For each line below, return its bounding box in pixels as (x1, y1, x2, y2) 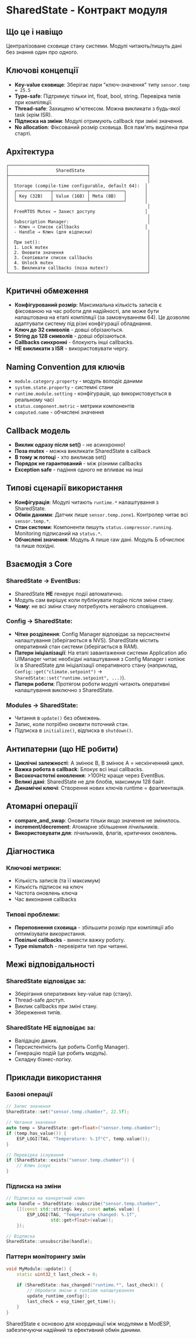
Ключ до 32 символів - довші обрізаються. (14, 326, 124, 333)
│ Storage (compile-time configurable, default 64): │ (6, 183, 148, 189)
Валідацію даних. (14, 1037, 58, 1044)
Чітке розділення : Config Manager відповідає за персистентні (14, 631, 171, 638)
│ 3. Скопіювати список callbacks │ (6, 254, 150, 261)
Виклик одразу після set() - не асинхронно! (14, 441, 126, 448)
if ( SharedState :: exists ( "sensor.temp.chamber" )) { (6, 1157, 135, 1163)
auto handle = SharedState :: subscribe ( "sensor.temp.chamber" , (6, 1201, 161, 1207)
